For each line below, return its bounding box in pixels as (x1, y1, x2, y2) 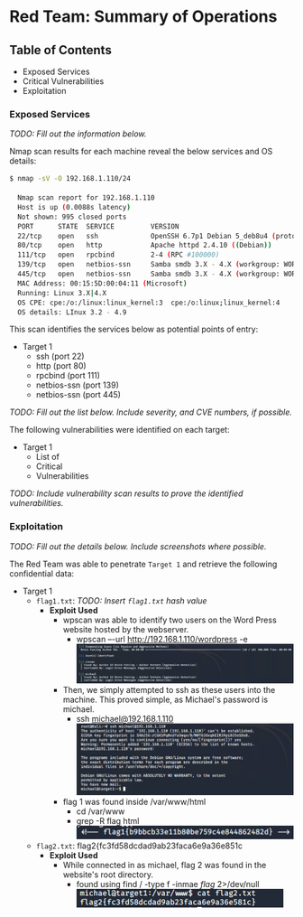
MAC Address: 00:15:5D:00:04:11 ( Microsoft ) (17, 278, 188, 288)
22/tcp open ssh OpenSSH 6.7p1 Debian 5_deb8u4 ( (17, 231, 277, 240)
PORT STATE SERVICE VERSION (17, 221, 179, 231)
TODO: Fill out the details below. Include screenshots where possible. (9, 540, 267, 552)
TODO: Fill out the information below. (9, 128, 147, 139)
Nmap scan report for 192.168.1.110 (17, 193, 155, 202)
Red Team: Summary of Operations (9, 6, 278, 27)
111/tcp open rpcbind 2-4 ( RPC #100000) (17, 250, 220, 259)
